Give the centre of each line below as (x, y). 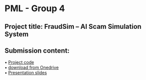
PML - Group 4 (35, 9)
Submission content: (37, 50)
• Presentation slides (26, 73)
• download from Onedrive (32, 68)
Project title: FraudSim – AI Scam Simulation (73, 27)
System (17, 34)
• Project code (19, 62)
